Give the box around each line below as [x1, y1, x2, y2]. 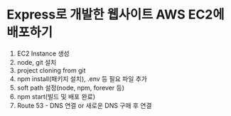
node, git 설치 [16, 58, 57, 66]
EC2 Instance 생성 [16, 49, 70, 58]
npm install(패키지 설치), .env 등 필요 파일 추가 [16, 74, 147, 83]
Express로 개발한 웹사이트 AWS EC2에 [6, 6, 225, 23]
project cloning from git [16, 65, 86, 75]
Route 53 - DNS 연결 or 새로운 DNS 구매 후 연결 [16, 101, 152, 110]
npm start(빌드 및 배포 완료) [16, 92, 95, 100]
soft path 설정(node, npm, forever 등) [16, 83, 125, 92]
